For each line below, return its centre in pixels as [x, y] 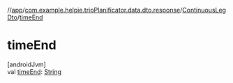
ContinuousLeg [204, 10]
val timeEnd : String [34, 71]
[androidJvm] [27, 64]
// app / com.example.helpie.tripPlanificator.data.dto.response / [95, 10]
